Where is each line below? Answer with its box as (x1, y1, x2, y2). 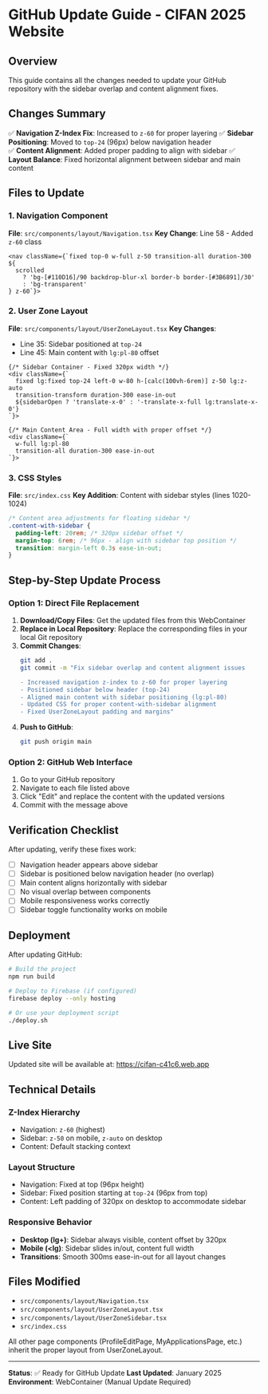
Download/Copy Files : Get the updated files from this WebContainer (19, 616, 246, 626)
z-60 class (8, 237, 42, 247)
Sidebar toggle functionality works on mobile (19, 905, 167, 914)
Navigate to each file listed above (19, 784, 130, 793)
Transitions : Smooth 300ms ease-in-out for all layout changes (19, 1251, 226, 1262)
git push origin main (19, 738, 92, 746)
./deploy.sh (8, 1016, 48, 1025)
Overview (8, 54, 58, 68)
